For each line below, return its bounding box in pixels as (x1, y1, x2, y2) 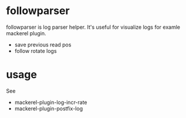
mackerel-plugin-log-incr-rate (14, 99, 87, 106)
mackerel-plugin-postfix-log (14, 104, 83, 112)
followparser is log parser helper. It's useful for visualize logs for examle (6, 23, 181, 31)
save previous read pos (14, 41, 72, 48)
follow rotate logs (14, 47, 57, 54)
